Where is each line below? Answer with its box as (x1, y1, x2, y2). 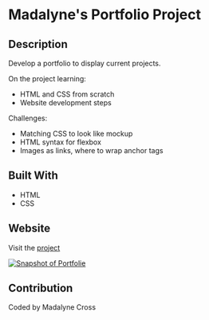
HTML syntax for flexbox (19, 137, 102, 147)
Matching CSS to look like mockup (19, 129, 133, 138)
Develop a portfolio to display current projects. (8, 58, 161, 68)
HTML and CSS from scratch (19, 89, 115, 99)
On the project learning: (8, 74, 86, 83)
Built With (8, 169, 58, 183)
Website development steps (19, 98, 112, 107)
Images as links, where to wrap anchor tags (19, 146, 164, 155)
